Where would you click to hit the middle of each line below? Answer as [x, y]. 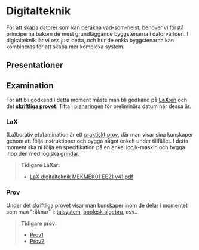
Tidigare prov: [39, 223]
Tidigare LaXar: [40, 165]
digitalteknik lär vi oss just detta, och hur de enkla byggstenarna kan [90, 40]
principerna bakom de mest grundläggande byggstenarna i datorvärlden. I [97, 33]
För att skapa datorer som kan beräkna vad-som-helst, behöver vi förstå [95, 27]
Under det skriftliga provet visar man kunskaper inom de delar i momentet [97, 205]
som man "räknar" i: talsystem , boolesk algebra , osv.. [72, 212]
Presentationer [35, 65]
